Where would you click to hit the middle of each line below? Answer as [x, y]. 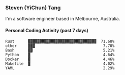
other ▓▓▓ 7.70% [60, 46]
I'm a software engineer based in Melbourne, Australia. [63, 19]
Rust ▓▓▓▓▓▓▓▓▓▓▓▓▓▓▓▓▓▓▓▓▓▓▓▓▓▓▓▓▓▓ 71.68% [60, 41]
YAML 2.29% [60, 68]
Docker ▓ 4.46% [60, 59]
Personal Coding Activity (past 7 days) [47, 30]
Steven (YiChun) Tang [33, 8]
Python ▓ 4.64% [60, 55]
